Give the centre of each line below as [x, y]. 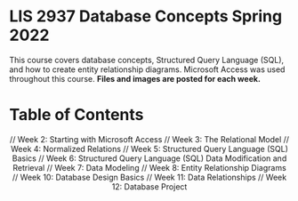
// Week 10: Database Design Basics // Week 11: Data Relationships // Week [149, 177]
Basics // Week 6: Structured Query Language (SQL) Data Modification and [149, 158]
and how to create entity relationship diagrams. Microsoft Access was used [147, 69]
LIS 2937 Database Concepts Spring [146, 16]
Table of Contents [77, 115]
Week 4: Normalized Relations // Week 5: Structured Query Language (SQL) [149, 149]
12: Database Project [149, 186]
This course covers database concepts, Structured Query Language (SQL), [147, 60]
